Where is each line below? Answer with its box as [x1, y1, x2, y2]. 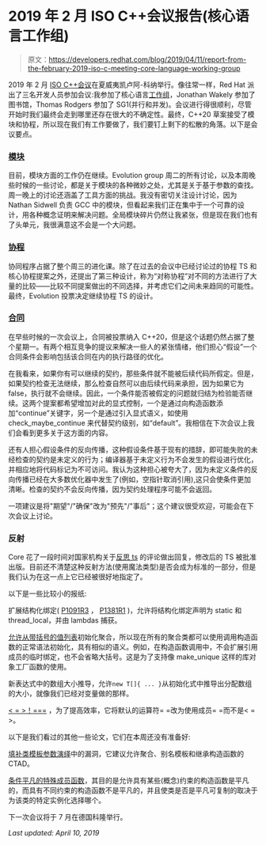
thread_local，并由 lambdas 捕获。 [8, 616, 122, 625]
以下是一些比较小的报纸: [8, 589, 87, 598]
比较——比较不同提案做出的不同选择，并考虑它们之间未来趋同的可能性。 [21, 281, 258, 290]
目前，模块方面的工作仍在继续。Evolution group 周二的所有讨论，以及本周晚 [8, 171, 256, 180]
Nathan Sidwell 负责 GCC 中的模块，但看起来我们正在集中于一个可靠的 [8, 200, 238, 210]
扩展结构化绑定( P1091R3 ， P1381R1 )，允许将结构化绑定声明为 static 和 [8, 606, 242, 616]
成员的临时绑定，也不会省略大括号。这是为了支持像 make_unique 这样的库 [8, 652, 249, 661]
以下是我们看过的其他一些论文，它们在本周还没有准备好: [8, 733, 192, 742]
